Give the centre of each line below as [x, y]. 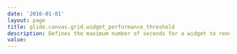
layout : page [26, 20]
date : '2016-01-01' [36, 14]
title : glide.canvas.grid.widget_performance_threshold [91, 27]
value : [17, 40]
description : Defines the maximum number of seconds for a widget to [112, 33]
